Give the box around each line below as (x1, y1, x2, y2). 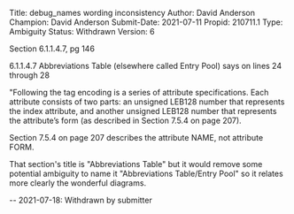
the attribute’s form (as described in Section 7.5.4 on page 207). (9, 115, 242, 126)
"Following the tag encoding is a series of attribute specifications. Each (9, 88, 269, 97)
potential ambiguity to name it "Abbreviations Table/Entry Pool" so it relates (9, 168, 283, 179)
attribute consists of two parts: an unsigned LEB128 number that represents (9, 96, 285, 107)
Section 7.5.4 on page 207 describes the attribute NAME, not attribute (9, 133, 264, 142)
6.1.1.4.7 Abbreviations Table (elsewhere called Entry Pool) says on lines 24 (9, 61, 282, 71)
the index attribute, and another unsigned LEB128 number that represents (9, 106, 277, 116)
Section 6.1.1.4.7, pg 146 (9, 43, 96, 54)
